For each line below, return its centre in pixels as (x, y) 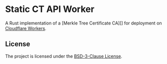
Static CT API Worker (50, 9)
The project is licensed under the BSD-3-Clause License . (64, 56)
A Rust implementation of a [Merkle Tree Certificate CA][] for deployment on (83, 23)
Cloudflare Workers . (26, 28)
